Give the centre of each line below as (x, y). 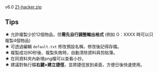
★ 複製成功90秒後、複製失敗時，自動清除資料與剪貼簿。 (61, 52)
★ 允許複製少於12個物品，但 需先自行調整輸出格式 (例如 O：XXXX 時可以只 (79, 34)
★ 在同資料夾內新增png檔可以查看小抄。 (45, 58)
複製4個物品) (18, 40)
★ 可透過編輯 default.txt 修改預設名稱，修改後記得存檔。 (63, 46)
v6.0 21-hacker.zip (23, 7)
